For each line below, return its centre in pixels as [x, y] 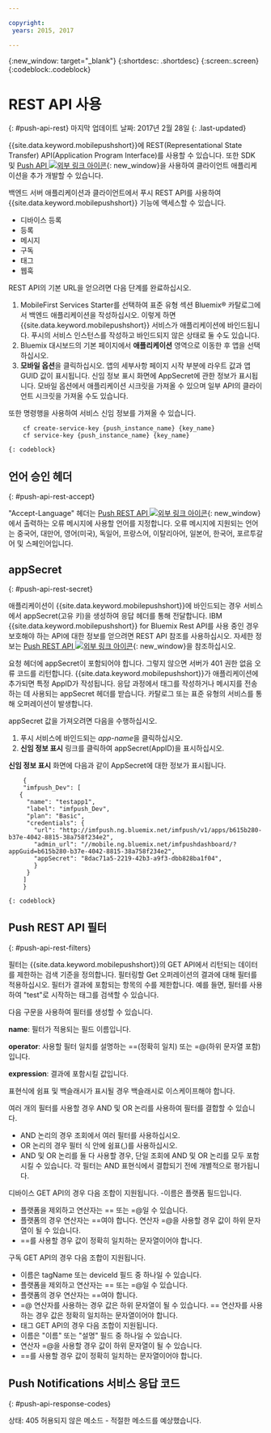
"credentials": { [55, 823]
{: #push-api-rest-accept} [52, 497]
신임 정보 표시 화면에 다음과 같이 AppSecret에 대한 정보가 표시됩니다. [117, 766]
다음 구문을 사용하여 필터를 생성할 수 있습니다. [81, 1012]
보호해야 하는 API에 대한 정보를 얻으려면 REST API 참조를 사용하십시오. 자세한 [131, 636]
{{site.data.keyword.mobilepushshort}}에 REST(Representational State [125, 146]
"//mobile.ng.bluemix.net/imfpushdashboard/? [159, 845]
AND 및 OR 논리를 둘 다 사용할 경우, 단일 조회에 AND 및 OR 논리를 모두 [132, 1155]
